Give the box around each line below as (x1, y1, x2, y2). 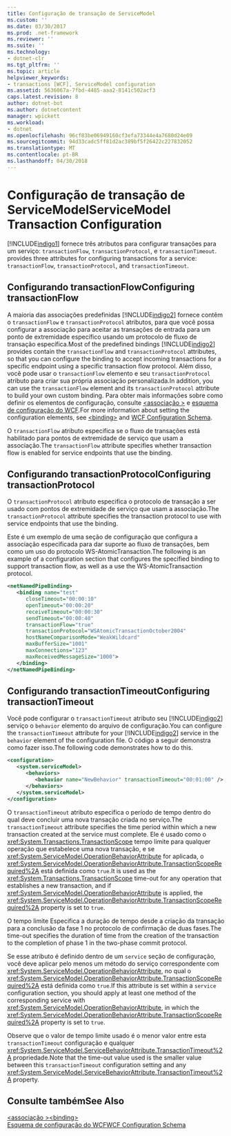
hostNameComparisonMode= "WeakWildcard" (25, 634, 140, 641)
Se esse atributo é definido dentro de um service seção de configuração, (7, 952, 216, 960)
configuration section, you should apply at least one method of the (7, 988, 197, 997)
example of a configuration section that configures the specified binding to (7, 555, 220, 563)
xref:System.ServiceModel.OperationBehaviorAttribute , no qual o (7, 966, 192, 975)
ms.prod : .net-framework (7, 29, 79, 37)
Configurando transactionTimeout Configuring (7, 685, 210, 697)
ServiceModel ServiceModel (7, 201, 171, 217)
